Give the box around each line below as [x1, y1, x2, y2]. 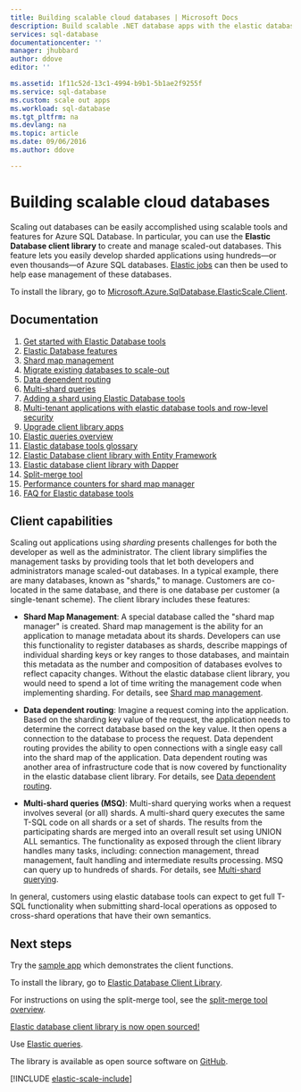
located [10, 584, 38, 595]
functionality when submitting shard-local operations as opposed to [27, 901, 278, 911]
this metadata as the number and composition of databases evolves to [22, 659, 282, 670]
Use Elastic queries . [10, 1038, 84, 1050]
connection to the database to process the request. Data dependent [22, 734, 273, 744]
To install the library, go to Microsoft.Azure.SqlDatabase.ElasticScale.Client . [10, 286, 288, 297]
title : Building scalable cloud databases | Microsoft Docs [10, 13, 239, 22]
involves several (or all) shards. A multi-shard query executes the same [22, 808, 285, 819]
